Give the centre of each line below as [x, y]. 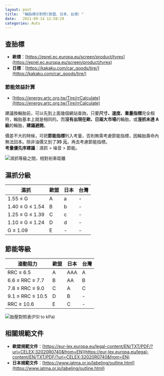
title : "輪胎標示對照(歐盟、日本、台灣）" [44, 14]
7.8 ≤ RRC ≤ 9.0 [26, 288]
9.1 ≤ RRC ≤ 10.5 [28, 296]
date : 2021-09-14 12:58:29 [35, 19]
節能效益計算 [20, 87]
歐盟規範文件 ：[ [28, 346]
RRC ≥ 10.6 [21, 304]
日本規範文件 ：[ [28, 363]
